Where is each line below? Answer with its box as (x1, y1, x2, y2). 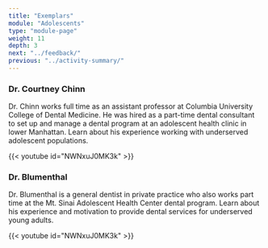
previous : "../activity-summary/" (8, 57, 125, 65)
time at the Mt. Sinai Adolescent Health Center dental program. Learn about (8, 198, 260, 208)
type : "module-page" (8, 27, 78, 35)
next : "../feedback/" (8, 49, 82, 57)
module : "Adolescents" (8, 19, 85, 27)
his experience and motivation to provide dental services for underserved (8, 207, 253, 217)
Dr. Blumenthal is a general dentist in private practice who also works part (8, 190, 254, 200)
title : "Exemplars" (8, 11, 74, 20)
